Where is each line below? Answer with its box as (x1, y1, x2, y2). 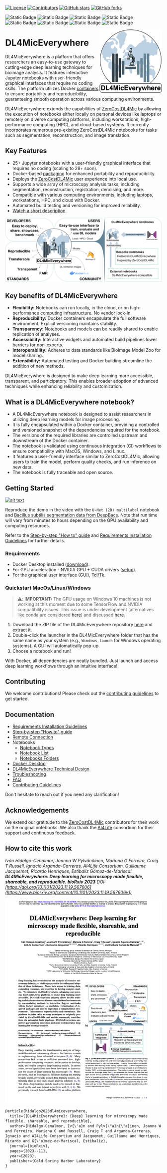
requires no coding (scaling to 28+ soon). (12, 165, 98, 171)
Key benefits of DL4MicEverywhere (5, 291, 118, 300)
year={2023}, (9, 1154, 37, 1159)
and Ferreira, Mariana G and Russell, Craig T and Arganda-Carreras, (5, 1129, 153, 1134)
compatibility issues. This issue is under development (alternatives (17, 606, 154, 612)
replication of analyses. (12, 331, 61, 337)
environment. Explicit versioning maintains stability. (12, 321, 118, 327)
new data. (12, 464, 33, 470)
